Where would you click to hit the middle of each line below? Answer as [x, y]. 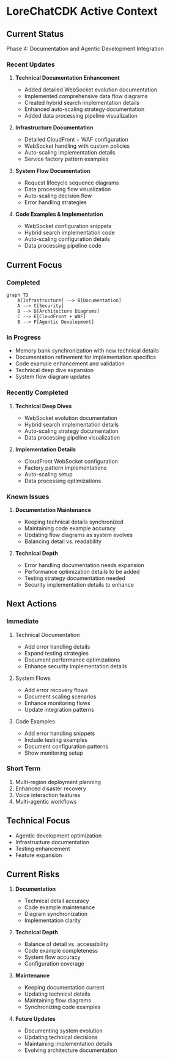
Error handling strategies [55, 202]
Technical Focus [38, 821]
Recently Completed [37, 392]
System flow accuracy [52, 957]
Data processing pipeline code [63, 246]
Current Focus [34, 265]
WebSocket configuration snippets [68, 226]
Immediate [23, 622]
